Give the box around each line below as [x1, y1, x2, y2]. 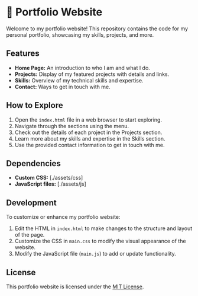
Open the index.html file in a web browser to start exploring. [14, 116, 163, 123]
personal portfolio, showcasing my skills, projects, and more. [6, 31, 154, 38]
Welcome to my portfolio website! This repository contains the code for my [6, 25, 188, 32]
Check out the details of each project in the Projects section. [14, 129, 163, 136]
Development [6, 198, 57, 208]
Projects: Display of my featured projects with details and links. [14, 71, 170, 78]
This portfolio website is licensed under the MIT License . [6, 283, 144, 290]
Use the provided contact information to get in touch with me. [14, 141, 165, 148]
